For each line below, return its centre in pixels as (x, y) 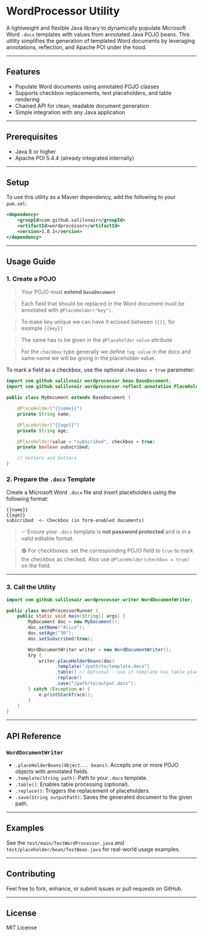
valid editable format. (47, 538)
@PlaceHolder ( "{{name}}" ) (50, 409)
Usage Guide (31, 262)
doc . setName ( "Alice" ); (56, 627)
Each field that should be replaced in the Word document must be (103, 304)
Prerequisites (32, 137)
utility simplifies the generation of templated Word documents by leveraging (101, 41)
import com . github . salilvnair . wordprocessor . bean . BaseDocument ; (89, 381)
